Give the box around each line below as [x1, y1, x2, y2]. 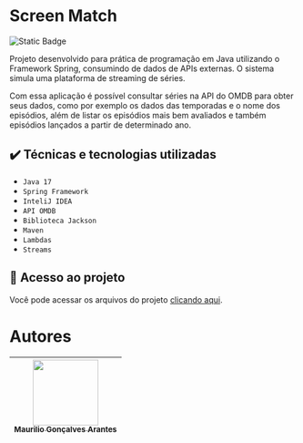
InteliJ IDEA [22, 197, 73, 206]
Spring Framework [22, 187, 89, 196]
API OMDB [22, 206, 56, 215]
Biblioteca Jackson [22, 216, 97, 225]
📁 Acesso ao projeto [9, 270, 126, 285]
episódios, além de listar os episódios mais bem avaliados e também [9, 109, 267, 120]
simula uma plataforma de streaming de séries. [9, 72, 186, 83]
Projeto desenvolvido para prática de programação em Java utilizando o [9, 53, 280, 64]
